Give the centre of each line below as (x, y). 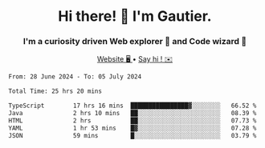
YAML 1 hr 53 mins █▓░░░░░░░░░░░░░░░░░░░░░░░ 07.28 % (132, 128)
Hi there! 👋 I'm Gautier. (135, 16)
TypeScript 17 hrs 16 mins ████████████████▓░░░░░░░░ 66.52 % (132, 106)
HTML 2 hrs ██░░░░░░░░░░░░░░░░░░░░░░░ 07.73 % (132, 120)
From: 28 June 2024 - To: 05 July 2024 (75, 77)
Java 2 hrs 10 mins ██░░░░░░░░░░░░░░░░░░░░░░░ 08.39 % (132, 114)
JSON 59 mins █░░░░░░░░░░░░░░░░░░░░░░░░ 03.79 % (132, 135)
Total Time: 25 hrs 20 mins (55, 91)
